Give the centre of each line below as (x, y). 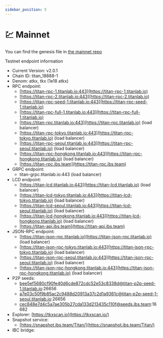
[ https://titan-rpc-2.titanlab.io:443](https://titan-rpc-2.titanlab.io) (84, 96)
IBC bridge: (23, 330)
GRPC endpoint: (28, 169)
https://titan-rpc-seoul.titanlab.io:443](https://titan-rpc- (77, 143)
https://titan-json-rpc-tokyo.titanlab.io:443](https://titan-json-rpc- (88, 247)
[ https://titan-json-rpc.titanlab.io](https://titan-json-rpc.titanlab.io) (85, 236)
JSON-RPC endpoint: (33, 231)
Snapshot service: (30, 319)
